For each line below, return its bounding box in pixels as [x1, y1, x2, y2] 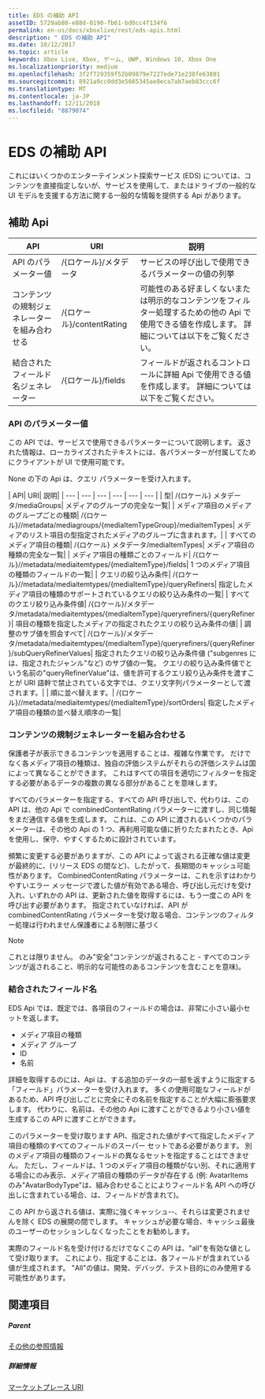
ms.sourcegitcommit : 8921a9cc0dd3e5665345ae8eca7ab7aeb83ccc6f [8, 77, 221, 85]
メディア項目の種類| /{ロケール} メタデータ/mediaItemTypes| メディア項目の [8, 540, 255, 550]
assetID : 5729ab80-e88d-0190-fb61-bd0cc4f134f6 [8, 19, 168, 27]
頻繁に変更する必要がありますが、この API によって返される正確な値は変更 [8, 851, 251, 860]
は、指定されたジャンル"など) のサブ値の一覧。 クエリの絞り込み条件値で [8, 658, 246, 668]
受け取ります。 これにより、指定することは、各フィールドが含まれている [14, 1253, 251, 1263]
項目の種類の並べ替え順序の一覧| [14, 707, 121, 718]
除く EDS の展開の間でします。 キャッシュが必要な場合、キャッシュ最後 [21, 1216, 255, 1226]
